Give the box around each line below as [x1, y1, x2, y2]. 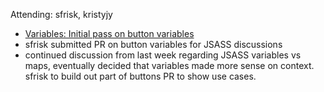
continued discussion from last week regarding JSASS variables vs [24, 49, 302, 61]
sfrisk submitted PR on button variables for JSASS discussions [24, 39, 283, 50]
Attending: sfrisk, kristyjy [10, 9, 113, 20]
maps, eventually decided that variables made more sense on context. [24, 60, 315, 71]
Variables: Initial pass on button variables [24, 28, 195, 39]
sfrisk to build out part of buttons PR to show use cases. [24, 70, 257, 82]
